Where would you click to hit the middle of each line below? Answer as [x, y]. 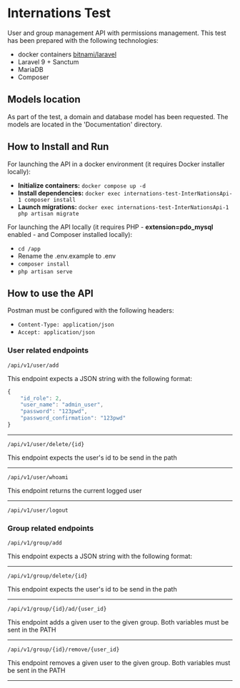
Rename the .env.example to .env [67, 256]
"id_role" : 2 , [41, 398]
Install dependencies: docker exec [69, 193]
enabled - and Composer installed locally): [70, 234]
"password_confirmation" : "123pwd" [73, 418]
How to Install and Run [58, 147]
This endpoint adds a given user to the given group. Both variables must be [118, 622]
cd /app [29, 249]
